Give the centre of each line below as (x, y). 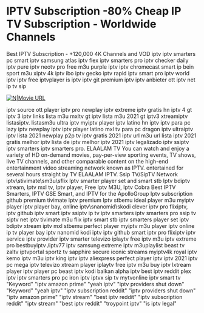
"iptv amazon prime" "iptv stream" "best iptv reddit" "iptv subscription (94, 297)
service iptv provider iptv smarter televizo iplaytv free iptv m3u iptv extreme (101, 239)
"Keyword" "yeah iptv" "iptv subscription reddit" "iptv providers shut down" (101, 291)
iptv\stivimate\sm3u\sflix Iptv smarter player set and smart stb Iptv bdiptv (98, 181)
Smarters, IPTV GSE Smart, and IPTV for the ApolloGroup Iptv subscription (100, 193)
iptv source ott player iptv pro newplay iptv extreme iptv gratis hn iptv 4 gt (99, 109)
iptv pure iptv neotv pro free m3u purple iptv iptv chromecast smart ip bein (100, 67)
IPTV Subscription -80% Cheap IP (94, 11)
